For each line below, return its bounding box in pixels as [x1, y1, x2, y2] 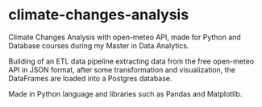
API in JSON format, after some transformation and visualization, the [8, 64, 236, 74]
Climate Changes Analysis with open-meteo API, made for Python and [8, 32, 242, 42]
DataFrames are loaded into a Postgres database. [8, 73, 173, 83]
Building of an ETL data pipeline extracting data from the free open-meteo [8, 56, 255, 66]
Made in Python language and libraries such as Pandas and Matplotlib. [8, 88, 243, 98]
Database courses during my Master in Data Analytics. [8, 40, 189, 50]
